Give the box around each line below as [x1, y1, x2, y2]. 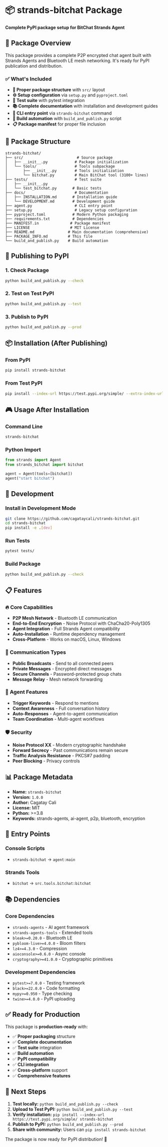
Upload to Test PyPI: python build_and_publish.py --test [12, 1106, 133, 1112]
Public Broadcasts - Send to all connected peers [12, 660, 114, 666]
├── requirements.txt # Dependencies [5, 216, 104, 221]
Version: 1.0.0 [12, 794, 43, 800]
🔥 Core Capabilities [5, 604, 53, 611]
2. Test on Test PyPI [5, 290, 54, 297]
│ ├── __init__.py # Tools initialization [5, 168, 124, 173]
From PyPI [5, 357, 31, 364]
